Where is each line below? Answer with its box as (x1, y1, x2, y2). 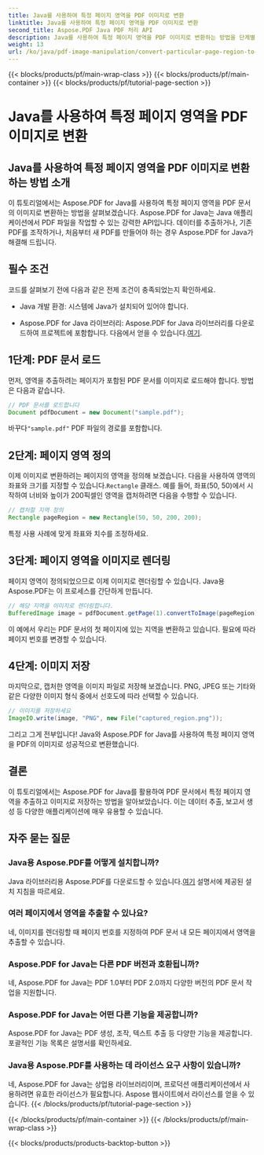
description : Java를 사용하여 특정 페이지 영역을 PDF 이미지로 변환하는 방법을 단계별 (8, 33, 255, 42)
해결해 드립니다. (8, 237, 57, 247)
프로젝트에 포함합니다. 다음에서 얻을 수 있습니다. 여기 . (40, 327, 203, 338)
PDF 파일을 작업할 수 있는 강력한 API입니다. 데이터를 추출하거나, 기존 (42, 217, 253, 227)
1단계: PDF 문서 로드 (8, 353, 101, 367)
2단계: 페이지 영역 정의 (8, 448, 112, 462)
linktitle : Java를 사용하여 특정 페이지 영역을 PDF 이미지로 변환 (8, 19, 199, 27)
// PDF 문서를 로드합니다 (8, 401, 80, 409)
